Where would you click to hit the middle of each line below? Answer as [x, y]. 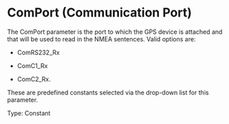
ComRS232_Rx [38, 52]
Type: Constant [29, 113]
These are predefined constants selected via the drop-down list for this [108, 92]
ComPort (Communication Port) [100, 13]
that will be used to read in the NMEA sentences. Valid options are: [101, 39]
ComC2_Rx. [34, 79]
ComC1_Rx [32, 65]
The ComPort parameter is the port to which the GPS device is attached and [115, 32]
